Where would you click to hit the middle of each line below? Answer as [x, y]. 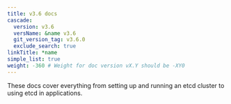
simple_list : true [34, 59]
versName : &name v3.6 [45, 33]
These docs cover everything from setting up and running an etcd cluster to [116, 85]
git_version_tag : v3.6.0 [49, 40]
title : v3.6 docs [32, 14]
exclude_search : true [45, 46]
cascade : [20, 20]
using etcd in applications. [45, 93]
